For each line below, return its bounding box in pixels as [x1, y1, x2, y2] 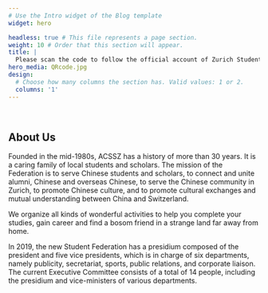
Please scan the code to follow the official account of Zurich [15, 56, 234, 64]
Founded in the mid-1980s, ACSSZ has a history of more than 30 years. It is [8, 152, 257, 161]
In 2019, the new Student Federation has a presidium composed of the [8, 242, 239, 251]
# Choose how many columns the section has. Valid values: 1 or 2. [15, 77, 245, 86]
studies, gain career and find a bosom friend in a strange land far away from [8, 218, 259, 228]
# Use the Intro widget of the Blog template [8, 11, 162, 20]
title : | [8, 49, 37, 57]
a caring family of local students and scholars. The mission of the [8, 160, 223, 170]
